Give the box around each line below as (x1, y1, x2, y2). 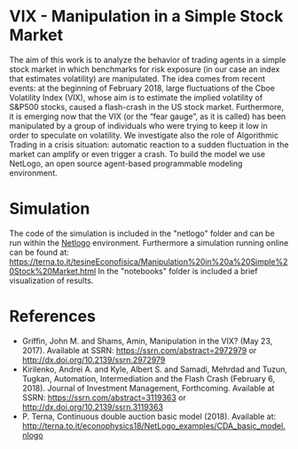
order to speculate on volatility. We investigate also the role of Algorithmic (9, 130, 279, 140)
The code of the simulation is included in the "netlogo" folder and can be (9, 228, 275, 239)
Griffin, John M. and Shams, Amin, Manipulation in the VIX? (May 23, (21, 335, 273, 346)
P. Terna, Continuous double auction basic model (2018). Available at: (21, 411, 277, 421)
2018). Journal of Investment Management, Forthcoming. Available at (21, 382, 275, 393)
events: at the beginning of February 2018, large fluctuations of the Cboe (9, 83, 275, 93)
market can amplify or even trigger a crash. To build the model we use (9, 148, 266, 159)
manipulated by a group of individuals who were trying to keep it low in (9, 120, 268, 130)
